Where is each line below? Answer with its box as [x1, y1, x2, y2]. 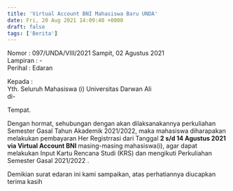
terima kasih [7, 178, 43, 186]
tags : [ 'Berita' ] [7, 29, 58, 37]
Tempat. [7, 106, 31, 114]
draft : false [7, 23, 45, 30]
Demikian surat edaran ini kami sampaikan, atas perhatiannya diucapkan [7, 170, 216, 178]
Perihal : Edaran [7, 64, 53, 72]
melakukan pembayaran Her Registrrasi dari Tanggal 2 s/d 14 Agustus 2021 [7, 134, 226, 143]
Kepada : [7, 78, 33, 86]
